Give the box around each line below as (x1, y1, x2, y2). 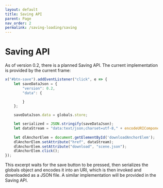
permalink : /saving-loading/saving (5, 25, 77, 30)
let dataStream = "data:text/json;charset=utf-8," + (14, 126, 123, 131)
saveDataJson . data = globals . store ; (14, 113, 88, 117)
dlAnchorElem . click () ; (14, 149, 60, 153)
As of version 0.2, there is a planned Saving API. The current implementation (5, 62, 158, 68)
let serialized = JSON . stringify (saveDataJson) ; (14, 121, 114, 127)
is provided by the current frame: (5, 68, 71, 74)
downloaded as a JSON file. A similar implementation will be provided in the (5, 172, 156, 178)
